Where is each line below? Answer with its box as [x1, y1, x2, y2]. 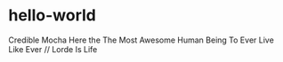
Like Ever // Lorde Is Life [8, 43, 98, 54]
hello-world [8, 5, 97, 26]
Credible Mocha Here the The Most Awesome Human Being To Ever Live [8, 35, 275, 45]
